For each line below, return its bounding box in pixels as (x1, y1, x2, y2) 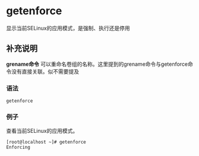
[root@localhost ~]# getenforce (6, 139, 86, 145)
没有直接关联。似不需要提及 (11, 68, 79, 75)
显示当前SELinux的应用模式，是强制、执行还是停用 (6, 24, 130, 31)
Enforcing (6, 144, 31, 151)
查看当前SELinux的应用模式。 (6, 128, 78, 135)
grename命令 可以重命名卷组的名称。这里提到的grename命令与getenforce (6, 61, 188, 68)
